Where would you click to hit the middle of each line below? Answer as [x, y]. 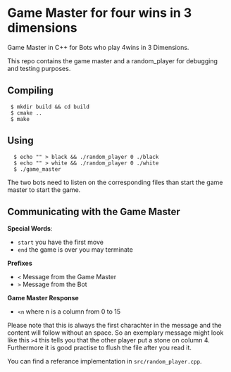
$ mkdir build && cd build [50, 107]
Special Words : [30, 229]
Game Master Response [43, 298]
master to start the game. [44, 190]
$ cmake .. [26, 113]
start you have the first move [61, 242]
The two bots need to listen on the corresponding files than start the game [115, 182]
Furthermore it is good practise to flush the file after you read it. [100, 348]
